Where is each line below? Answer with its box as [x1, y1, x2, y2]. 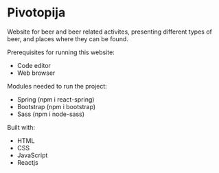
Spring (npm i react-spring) [16, 95, 95, 104]
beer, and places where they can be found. [7, 34, 129, 43]
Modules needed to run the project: [7, 82, 108, 90]
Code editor [16, 61, 51, 69]
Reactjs [16, 158, 39, 166]
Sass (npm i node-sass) [16, 110, 84, 118]
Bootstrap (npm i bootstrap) [16, 102, 96, 111]
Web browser [16, 69, 56, 77]
